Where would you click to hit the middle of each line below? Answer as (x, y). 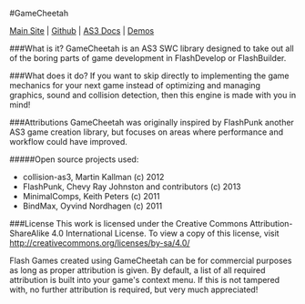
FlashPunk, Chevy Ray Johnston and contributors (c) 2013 (132, 187)
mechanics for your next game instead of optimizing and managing (135, 85)
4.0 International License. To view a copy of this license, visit (165, 233)
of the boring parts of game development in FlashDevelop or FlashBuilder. (148, 58)
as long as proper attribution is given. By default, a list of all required (137, 270)
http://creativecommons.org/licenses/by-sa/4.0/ (100, 243)
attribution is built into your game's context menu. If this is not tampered (145, 280)
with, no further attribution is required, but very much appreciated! (134, 289)
